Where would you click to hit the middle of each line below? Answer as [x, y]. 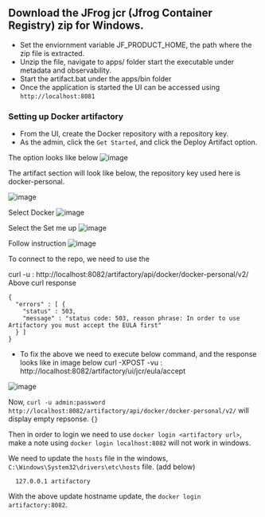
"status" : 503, [50, 312]
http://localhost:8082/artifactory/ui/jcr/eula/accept [102, 371]
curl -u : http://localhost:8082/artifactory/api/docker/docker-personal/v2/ [129, 274]
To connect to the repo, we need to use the [79, 259]
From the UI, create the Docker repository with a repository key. [124, 134]
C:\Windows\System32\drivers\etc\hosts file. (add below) [102, 467]
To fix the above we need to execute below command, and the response [138, 354]
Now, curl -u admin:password [57, 402]
